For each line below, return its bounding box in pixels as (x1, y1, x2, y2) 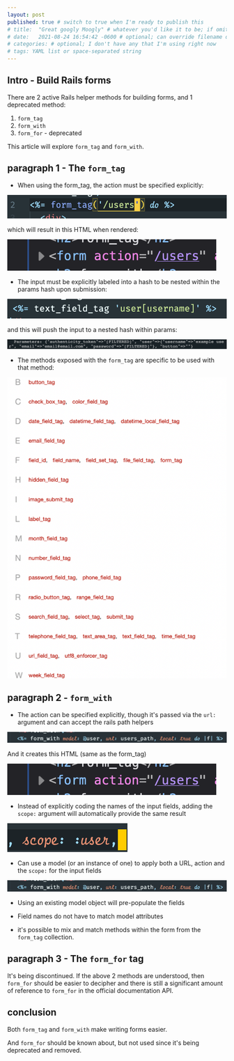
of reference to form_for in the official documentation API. (7, 986, 174, 995)
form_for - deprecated (17, 129, 82, 137)
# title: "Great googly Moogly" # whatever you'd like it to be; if (7, 26, 214, 33)
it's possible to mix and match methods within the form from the (17, 925, 201, 934)
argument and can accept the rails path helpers (17, 718, 154, 726)
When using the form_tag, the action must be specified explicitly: (17, 181, 204, 189)
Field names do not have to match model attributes (17, 912, 164, 920)
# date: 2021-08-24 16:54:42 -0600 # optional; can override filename (7, 33, 223, 40)
